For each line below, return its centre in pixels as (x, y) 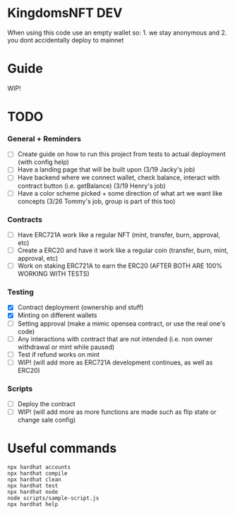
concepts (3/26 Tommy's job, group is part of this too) (96, 201)
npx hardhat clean (34, 480)
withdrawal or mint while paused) (66, 347)
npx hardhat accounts (39, 468)
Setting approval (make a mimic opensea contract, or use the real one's (121, 324)
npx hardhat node (33, 492)
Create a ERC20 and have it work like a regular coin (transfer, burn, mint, (123, 250)
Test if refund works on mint (59, 354)
